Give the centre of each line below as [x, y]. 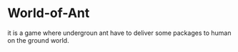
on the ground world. [38, 40]
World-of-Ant [49, 13]
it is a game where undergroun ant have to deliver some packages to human [119, 33]
